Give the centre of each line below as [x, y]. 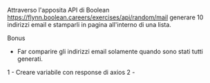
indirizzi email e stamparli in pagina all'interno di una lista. [89, 25]
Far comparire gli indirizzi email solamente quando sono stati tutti [110, 52]
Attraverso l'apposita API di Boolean [58, 10]
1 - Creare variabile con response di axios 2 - [71, 72]
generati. [30, 59]
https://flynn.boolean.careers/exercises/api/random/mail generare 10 [105, 17]
